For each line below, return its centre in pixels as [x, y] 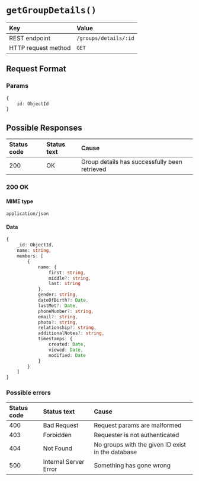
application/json [28, 214]
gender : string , [58, 295]
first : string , [67, 273]
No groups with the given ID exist [140, 445]
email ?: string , [58, 317]
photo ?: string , [58, 322]
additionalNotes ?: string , [71, 333]
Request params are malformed [138, 425]
